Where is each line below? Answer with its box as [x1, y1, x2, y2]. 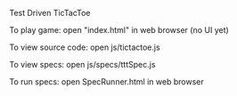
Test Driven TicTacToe [9, 8, 91, 18]
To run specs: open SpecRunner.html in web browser [9, 76, 204, 87]
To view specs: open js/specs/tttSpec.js [9, 60, 156, 69]
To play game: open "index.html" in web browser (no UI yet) [9, 25, 229, 35]
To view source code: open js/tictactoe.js [9, 42, 160, 52]
